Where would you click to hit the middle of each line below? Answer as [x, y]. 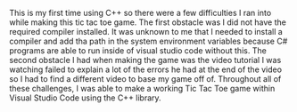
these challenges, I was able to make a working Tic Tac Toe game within [142, 88]
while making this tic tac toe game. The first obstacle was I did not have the [148, 22]
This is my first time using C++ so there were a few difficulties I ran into [140, 13]
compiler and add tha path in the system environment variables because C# [148, 41]
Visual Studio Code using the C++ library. [86, 98]
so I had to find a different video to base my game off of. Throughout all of [145, 79]
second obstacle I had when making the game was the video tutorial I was [145, 60]
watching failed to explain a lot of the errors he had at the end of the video [146, 69]
